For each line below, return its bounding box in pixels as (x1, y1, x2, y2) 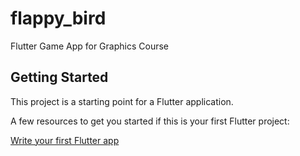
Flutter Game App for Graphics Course (10, 40, 169, 52)
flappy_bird (10, 7, 107, 30)
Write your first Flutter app (10, 134, 120, 146)
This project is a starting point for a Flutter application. (10, 95, 234, 107)
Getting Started (10, 69, 109, 86)
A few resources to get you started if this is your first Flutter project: (10, 115, 290, 127)
